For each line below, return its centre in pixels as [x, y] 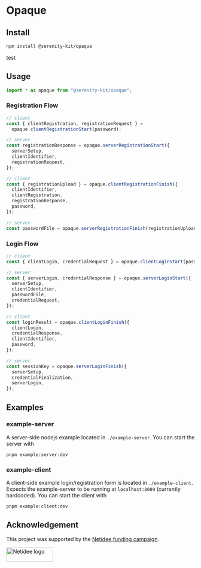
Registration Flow [32, 105]
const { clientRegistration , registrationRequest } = [75, 123]
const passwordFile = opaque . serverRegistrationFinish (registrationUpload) [103, 228]
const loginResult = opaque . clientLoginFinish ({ [68, 322]
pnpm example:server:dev [37, 455]
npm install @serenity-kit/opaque [49, 46]
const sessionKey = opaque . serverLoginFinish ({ [67, 366]
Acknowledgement [42, 525]
